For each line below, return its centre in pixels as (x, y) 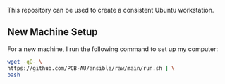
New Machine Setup (53, 32)
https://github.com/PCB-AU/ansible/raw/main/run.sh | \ (91, 68)
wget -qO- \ (25, 62)
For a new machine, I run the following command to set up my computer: (113, 49)
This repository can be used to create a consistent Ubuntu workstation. (111, 10)
